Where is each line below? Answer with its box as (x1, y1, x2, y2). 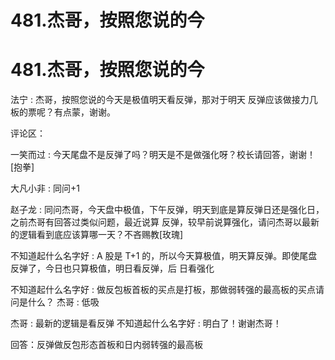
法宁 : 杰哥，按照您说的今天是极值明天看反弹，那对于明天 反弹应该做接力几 (10, 94, 318, 106)
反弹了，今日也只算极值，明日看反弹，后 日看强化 (10, 262, 215, 275)
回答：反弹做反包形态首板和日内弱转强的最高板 (10, 339, 203, 351)
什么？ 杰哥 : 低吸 (27, 296, 100, 308)
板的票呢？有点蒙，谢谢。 (10, 106, 116, 118)
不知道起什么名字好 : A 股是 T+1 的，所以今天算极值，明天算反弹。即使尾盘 (10, 250, 318, 262)
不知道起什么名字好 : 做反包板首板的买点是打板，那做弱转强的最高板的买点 (10, 284, 316, 296)
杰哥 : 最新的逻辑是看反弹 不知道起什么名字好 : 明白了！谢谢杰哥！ (10, 317, 282, 330)
